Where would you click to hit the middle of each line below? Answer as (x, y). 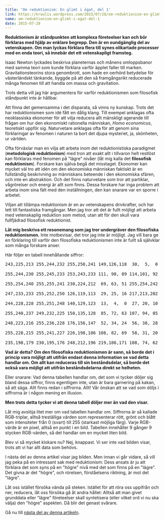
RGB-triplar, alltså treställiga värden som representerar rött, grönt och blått (80, 417)
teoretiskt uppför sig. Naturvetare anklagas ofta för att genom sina (72, 129)
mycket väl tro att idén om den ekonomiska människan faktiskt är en (74, 169)
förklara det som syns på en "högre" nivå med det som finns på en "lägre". (81, 468)
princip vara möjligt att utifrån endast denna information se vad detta (77, 357)
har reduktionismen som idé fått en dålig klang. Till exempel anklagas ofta (80, 113)
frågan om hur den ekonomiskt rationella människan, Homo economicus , (79, 123)
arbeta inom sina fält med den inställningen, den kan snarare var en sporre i (82, 190)
